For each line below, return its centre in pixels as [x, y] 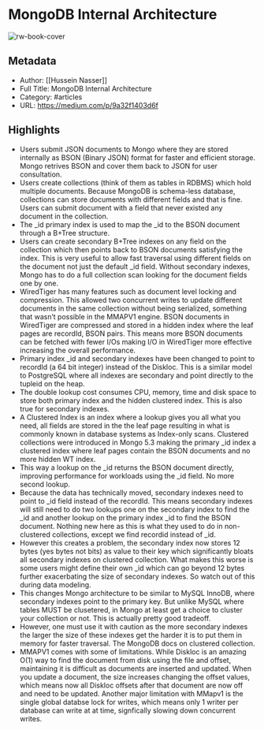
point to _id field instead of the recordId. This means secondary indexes [136, 501]
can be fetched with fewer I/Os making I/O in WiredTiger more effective [136, 341]
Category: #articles [51, 97]
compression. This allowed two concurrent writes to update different [131, 300]
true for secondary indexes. [65, 408]
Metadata [32, 61]
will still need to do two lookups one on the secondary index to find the [134, 509]
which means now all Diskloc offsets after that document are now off [131, 685]
